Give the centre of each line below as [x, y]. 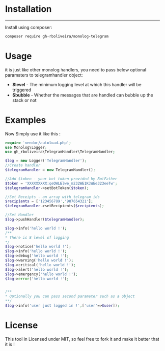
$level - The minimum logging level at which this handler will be [77, 84]
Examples [26, 120]
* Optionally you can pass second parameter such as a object [70, 296]
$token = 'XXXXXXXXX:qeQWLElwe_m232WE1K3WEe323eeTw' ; [61, 183]
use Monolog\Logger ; [26, 147]
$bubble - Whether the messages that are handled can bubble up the [82, 95]
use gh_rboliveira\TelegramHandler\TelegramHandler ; [60, 152]
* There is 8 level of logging [37, 237]
